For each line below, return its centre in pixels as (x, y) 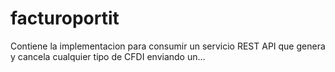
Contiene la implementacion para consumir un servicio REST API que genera (168, 46)
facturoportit (65, 18)
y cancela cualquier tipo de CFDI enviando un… (108, 56)
